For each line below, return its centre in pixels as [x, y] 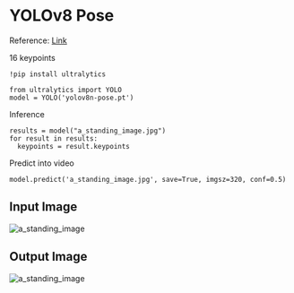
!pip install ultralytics [57, 74]
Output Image [48, 257]
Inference [27, 114]
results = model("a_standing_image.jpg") [88, 131]
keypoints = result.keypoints [73, 146]
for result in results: [54, 138]
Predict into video [42, 163]
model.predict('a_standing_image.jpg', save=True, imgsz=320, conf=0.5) [148, 179]
